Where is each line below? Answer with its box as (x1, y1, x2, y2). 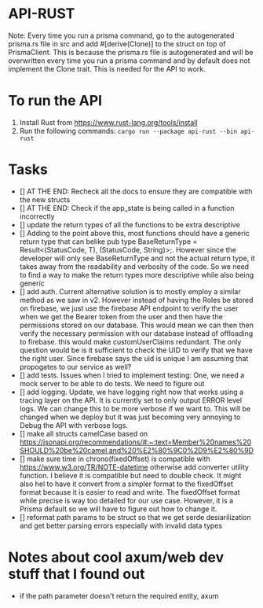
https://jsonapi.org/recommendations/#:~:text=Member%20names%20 (19, 437, 252, 447)
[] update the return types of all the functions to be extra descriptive (19, 219, 241, 229)
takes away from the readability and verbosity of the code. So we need (19, 261, 250, 271)
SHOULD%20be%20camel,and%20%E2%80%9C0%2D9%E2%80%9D (19, 445, 254, 455)
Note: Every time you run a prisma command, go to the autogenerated (8, 31, 235, 40)
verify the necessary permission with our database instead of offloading (19, 328, 254, 338)
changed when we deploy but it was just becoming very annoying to (19, 412, 241, 422)
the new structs (19, 194, 71, 205)
